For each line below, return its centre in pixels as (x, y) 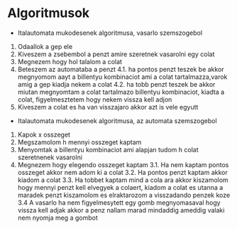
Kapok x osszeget (44, 134)
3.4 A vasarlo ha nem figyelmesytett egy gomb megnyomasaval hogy (119, 202)
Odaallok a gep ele (45, 46)
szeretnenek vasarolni (50, 157)
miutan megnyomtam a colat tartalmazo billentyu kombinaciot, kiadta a (121, 92)
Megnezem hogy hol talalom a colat (70, 61)
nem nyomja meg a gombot (57, 218)
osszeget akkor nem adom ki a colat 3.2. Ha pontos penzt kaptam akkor (123, 172)
